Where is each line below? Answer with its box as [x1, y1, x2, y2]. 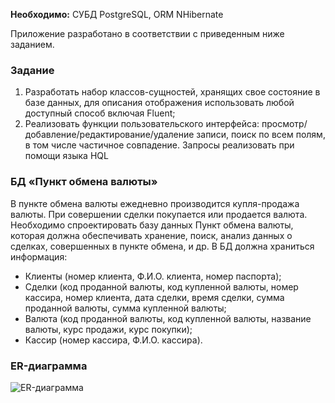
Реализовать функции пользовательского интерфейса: [24, 118, 260, 130]
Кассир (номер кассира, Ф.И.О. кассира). [24, 334, 203, 346]
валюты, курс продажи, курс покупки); [24, 323, 193, 335]
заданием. [10, 39, 55, 50]
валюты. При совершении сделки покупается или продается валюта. [10, 208, 308, 220]
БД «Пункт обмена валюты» [10, 175, 158, 189]
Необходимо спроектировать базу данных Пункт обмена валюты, [10, 219, 294, 231]
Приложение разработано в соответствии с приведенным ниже [10, 28, 285, 39]
